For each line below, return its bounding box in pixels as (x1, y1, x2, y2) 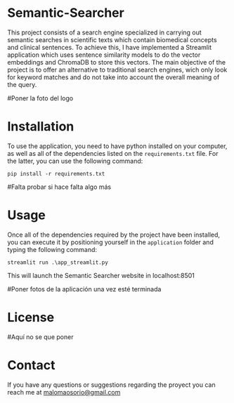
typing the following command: (7, 245, 97, 253)
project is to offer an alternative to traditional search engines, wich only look (7, 65, 228, 74)
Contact (7, 357, 56, 373)
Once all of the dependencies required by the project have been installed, (7, 230, 220, 239)
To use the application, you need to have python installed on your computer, (7, 142, 228, 150)
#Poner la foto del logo (7, 93, 74, 103)
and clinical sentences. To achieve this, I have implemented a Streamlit (7, 43, 212, 51)
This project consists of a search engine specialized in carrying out (7, 28, 202, 37)
